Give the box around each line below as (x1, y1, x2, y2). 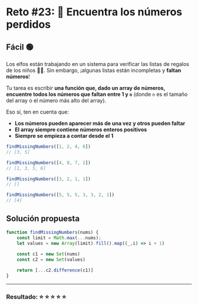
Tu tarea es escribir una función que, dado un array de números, (6, 85, 166, 91)
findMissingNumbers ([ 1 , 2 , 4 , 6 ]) (6, 144, 91, 150)
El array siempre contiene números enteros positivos (14, 126, 147, 133)
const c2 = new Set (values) (16, 257, 85, 263)
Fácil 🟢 (6, 42, 34, 52)
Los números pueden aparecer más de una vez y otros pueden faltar (14, 120, 186, 127)
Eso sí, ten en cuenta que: (6, 108, 70, 115)
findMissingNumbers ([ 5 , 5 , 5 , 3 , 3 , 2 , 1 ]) (6, 192, 115, 198)
